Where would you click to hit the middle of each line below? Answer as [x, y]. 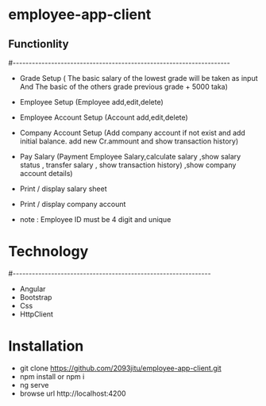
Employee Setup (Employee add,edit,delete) [92, 102]
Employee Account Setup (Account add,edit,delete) [104, 117]
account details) [46, 173]
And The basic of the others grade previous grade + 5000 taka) [124, 86]
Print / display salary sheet [63, 189]
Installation [46, 346]
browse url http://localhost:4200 [73, 393]
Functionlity [39, 44]
